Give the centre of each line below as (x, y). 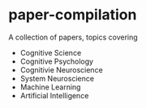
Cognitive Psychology (57, 61)
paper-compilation (73, 15)
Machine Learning (50, 87)
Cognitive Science (51, 52)
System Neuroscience (57, 78)
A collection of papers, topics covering (73, 37)
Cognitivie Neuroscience (61, 69)
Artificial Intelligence (54, 95)
